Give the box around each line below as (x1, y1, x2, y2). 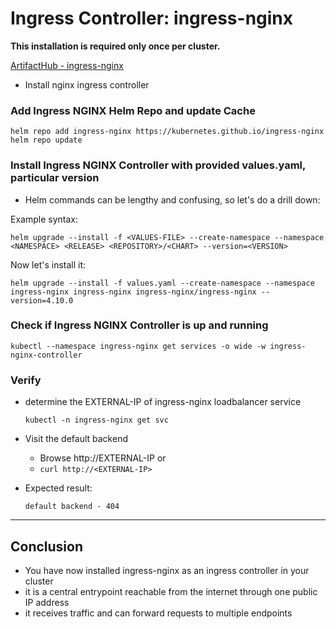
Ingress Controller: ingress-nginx (10, 7, 294, 30)
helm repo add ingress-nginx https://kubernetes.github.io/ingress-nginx (10, 127, 325, 137)
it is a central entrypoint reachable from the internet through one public (24, 585, 318, 597)
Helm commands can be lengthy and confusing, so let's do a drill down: (24, 193, 321, 206)
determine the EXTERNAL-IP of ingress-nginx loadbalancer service (24, 396, 302, 408)
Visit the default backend (24, 433, 128, 445)
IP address (24, 596, 70, 608)
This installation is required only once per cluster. (10, 40, 221, 52)
